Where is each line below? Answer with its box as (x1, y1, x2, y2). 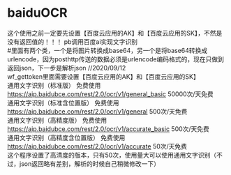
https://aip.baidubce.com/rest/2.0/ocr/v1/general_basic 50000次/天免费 (7, 89, 214, 98)
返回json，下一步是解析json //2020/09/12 (7, 63, 126, 72)
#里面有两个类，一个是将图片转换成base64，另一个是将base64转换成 (7, 46, 208, 54)
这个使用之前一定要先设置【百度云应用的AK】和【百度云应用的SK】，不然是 (7, 29, 223, 37)
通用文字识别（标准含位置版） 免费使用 (7, 98, 119, 107)
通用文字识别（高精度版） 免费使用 (7, 116, 107, 124)
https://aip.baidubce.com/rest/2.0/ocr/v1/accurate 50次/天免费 (7, 142, 187, 151)
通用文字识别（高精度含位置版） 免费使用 (7, 133, 126, 142)
